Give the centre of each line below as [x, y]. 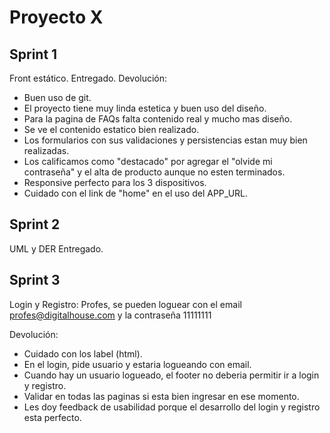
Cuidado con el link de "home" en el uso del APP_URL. [136, 193]
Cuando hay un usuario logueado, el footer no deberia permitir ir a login [171, 375]
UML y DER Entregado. [56, 248]
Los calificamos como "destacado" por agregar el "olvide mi [148, 161]
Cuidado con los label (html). [83, 353]
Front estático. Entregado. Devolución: [88, 78]
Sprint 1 [33, 54]
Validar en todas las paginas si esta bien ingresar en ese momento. [161, 396]
